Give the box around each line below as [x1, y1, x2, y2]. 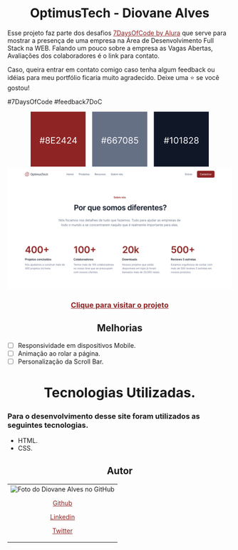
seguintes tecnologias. [7, 420, 89, 430]
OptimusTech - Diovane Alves [29, 5, 210, 21]
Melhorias [96, 322, 143, 334]
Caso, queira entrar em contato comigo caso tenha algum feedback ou [7, 65, 215, 74]
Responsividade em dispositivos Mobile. [17, 341, 136, 349]
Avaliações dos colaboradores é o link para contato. [7, 51, 160, 60]
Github [52, 499, 73, 507]
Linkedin [49, 512, 76, 521]
